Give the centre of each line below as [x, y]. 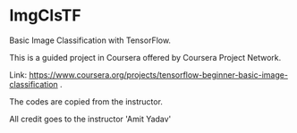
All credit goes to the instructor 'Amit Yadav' [90, 119]
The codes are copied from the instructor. [86, 101]
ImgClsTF [46, 16]
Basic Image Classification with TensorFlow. [90, 40]
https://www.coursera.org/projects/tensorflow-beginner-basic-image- [159, 75]
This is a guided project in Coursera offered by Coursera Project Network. [145, 57]
